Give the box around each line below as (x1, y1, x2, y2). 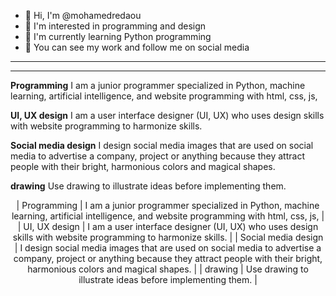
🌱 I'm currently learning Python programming (24, 31, 212, 42)
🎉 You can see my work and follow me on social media (24, 41, 250, 53)
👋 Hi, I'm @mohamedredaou (24, 10, 142, 21)
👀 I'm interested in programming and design (24, 20, 207, 32)
